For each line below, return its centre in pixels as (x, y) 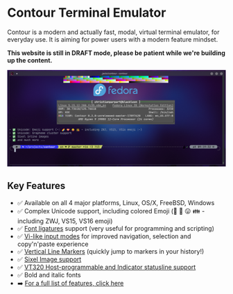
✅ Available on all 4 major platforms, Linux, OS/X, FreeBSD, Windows (116, 202)
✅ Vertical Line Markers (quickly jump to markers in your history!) (111, 251)
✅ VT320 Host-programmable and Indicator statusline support (106, 267)
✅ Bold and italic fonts (49, 275)
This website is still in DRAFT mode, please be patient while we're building (116, 53)
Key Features (36, 186)
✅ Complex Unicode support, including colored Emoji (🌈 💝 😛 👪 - (111, 211)
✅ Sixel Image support (49, 259)
